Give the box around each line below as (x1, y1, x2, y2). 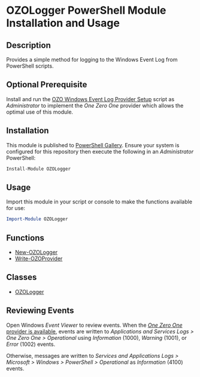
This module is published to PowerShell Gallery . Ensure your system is (6, 141, 180, 148)
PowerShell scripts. (6, 62, 54, 69)
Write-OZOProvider (14, 255, 63, 262)
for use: (6, 205, 26, 212)
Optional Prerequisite (6, 80, 87, 90)
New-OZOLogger (14, 249, 58, 256)
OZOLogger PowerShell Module (6, 4, 166, 17)
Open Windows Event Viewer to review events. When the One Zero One (6, 321, 183, 329)
